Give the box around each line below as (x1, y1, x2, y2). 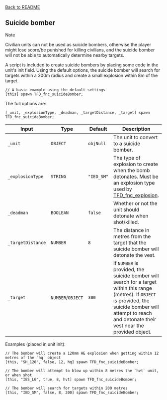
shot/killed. (113, 218, 139, 225)
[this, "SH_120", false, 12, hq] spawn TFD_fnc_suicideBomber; (5, 359, 139, 365)
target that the (113, 239, 147, 246)
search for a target (113, 278, 157, 285)
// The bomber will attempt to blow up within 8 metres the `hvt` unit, (5, 368, 159, 373)
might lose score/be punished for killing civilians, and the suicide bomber (5, 47, 155, 53)
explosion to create (113, 161, 158, 168)
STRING (50, 174, 66, 179)
